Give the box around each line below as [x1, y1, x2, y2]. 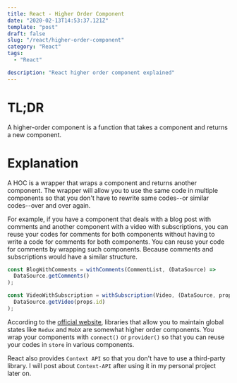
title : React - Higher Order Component [7, 10, 125, 18]
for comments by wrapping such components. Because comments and [7, 244, 214, 253]
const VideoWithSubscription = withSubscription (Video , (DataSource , [7, 292, 217, 299]
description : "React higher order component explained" [7, 69, 175, 76]
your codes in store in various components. [7, 340, 135, 348]
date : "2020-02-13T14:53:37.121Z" [7, 17, 109, 24]
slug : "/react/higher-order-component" [7, 37, 125, 44]
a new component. [7, 130, 62, 139]
